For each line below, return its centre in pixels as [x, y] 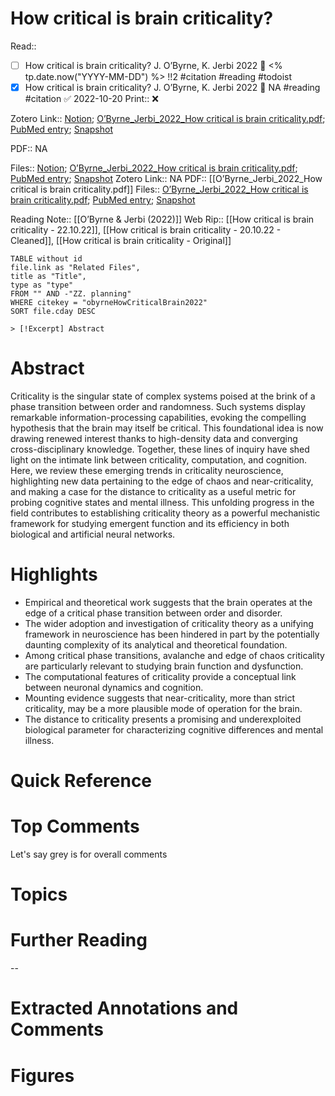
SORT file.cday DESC [53, 312]
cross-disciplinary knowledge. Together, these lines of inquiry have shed [160, 449]
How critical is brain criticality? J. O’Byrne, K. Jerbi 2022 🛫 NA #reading [172, 87]
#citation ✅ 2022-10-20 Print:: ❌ [91, 99]
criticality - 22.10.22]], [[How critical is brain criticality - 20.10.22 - [146, 230]
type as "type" [42, 285]
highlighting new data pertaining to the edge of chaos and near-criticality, [162, 481]
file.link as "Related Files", [75, 268]
